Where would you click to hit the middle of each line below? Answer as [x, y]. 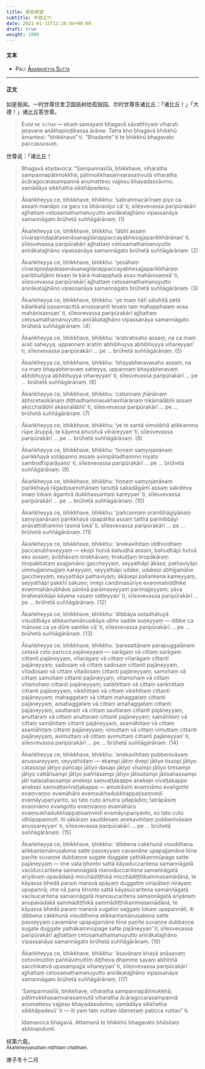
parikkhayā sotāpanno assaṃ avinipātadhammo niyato [90, 456]
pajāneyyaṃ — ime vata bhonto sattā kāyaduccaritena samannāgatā [107, 863]
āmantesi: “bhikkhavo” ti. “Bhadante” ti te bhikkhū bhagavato [98, 137]
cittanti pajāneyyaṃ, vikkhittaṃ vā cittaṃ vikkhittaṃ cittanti [95, 690]
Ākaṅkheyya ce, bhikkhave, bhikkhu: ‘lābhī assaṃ [84, 231]
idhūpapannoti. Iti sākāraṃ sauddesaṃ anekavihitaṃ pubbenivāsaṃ [106, 819]
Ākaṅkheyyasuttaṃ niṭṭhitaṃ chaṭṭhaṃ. [47, 1048]
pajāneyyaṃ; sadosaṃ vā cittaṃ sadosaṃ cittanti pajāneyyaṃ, [100, 665]
